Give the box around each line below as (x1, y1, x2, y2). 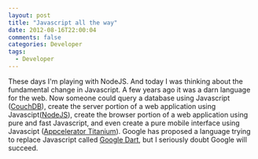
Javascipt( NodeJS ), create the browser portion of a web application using (8, 110, 249, 119)
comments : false (8, 33, 61, 42)
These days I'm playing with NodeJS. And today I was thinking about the (8, 76, 244, 86)
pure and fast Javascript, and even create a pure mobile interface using (8, 118, 240, 128)
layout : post (8, 11, 51, 20)
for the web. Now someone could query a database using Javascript (8, 93, 230, 103)
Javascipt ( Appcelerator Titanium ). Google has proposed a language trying (8, 126, 251, 136)
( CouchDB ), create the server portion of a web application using (8, 101, 216, 110)
